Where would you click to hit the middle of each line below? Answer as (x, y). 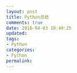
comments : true (24, 22)
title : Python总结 (27, 17)
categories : (20, 50)
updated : (17, 34)
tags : (13, 39)
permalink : (19, 61)
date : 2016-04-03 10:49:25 (39, 28)
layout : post (22, 11)
